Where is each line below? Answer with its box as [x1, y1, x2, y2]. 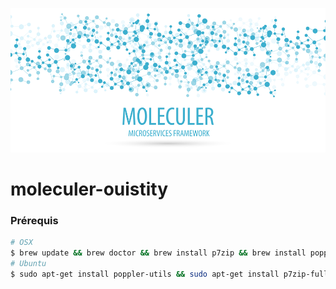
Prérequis [10, 214, 59, 228]
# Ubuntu [10, 259, 47, 269]
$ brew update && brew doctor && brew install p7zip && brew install [10, 248, 307, 258]
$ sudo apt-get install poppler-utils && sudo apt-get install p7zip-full [10, 269, 329, 280]
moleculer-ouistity [10, 178, 169, 201]
